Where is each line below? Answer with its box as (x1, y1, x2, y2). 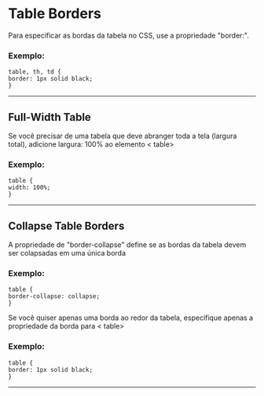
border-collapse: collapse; (8, 292, 101, 300)
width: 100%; (8, 183, 51, 192)
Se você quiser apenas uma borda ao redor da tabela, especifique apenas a (8, 313, 254, 322)
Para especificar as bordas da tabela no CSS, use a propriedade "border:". (8, 31, 250, 40)
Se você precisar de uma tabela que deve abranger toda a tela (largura (8, 131, 237, 141)
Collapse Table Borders (8, 219, 125, 232)
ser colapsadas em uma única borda (8, 249, 126, 258)
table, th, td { (8, 68, 61, 76)
